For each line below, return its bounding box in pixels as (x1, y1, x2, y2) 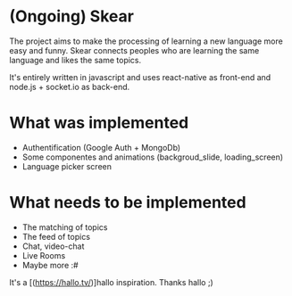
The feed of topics (21, 231, 91, 242)
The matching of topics (21, 221, 108, 233)
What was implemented (9, 113, 189, 133)
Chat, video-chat (21, 241, 85, 251)
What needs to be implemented (9, 193, 247, 213)
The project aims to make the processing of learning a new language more (9, 36, 283, 46)
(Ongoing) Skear (9, 6, 134, 27)
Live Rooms (21, 250, 66, 260)
